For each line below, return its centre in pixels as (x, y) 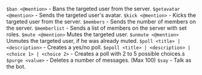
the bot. (16, 67)
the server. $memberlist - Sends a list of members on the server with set (96, 28)
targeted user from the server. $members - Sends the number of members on (101, 21)
